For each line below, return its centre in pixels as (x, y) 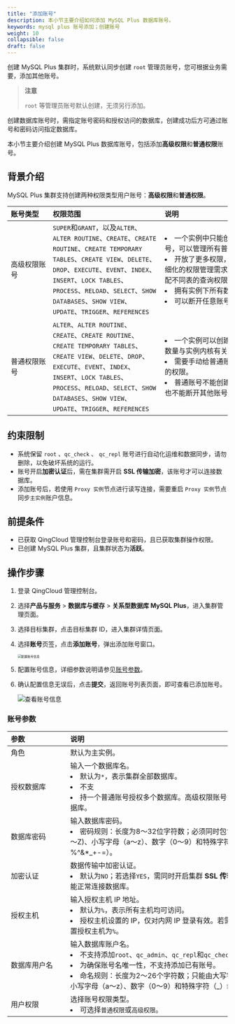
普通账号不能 (195, 382)
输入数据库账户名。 (102, 944)
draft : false (26, 46)
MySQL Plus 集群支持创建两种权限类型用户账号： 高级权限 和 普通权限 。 (108, 195)
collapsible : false (36, 40)
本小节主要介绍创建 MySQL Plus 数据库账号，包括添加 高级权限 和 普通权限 (112, 144)
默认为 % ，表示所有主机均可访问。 (134, 910)
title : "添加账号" (32, 14)
